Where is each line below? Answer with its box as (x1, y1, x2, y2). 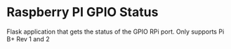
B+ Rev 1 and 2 (6, 34, 50, 43)
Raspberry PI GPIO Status (6, 4, 159, 20)
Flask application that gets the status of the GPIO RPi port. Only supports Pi (6, 27, 225, 36)
